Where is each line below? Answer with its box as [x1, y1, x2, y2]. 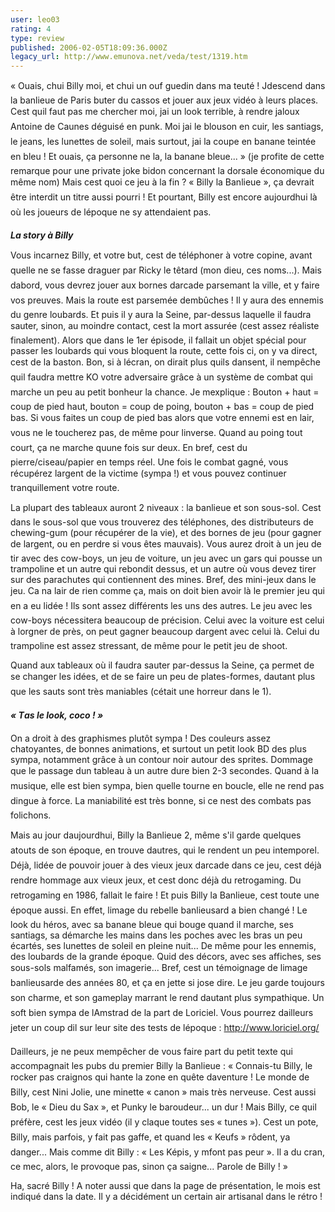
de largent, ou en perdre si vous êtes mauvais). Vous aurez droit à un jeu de [10, 538, 322, 550]
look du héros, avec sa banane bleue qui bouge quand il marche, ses [10, 919, 294, 931]
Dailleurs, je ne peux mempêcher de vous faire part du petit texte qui [10, 1046, 293, 1058]
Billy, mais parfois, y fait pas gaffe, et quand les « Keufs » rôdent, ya [10, 1131, 291, 1143]
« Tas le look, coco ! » [10, 709, 104, 721]
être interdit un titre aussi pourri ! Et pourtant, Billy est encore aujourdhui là [10, 191, 318, 203]
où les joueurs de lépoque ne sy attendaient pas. [10, 206, 212, 218]
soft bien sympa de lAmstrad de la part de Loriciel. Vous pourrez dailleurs [10, 1007, 314, 1019]
